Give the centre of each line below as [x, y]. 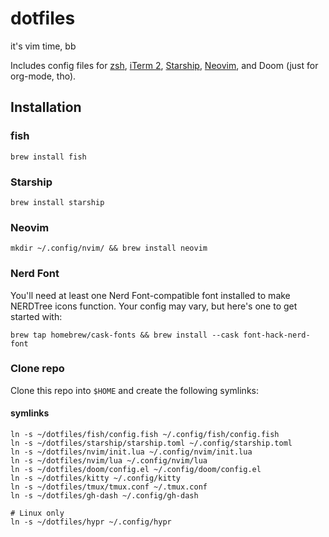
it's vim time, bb [43, 46]
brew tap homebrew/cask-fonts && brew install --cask [125, 335]
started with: [36, 316]
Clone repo [37, 369]
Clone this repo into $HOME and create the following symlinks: [135, 390]
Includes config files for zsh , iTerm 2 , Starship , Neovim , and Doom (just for [164, 65]
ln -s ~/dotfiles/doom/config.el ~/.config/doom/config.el [136, 470]
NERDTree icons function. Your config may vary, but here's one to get [154, 306]
